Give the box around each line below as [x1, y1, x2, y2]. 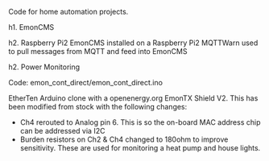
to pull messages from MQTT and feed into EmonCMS [8, 47, 188, 56]
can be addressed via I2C [19, 126, 106, 135]
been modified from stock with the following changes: [8, 102, 188, 111]
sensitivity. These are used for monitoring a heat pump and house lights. [19, 143, 261, 152]
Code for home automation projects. [8, 7, 129, 16]
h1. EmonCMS [8, 23, 55, 31]
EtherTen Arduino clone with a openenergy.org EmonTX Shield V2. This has [8, 93, 259, 103]
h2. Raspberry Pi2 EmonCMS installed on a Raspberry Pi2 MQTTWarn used [8, 38, 259, 47]
